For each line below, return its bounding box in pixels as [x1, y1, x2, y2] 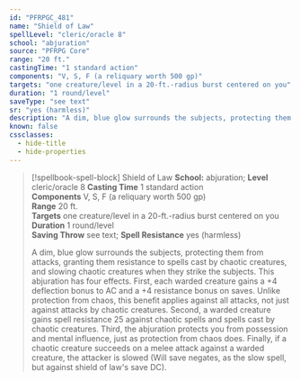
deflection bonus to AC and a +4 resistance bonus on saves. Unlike [31, 285, 281, 295]
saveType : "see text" [9, 96, 91, 106]
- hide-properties [17, 147, 87, 156]
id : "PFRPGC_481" [9, 13, 75, 23]
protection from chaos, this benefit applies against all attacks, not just [31, 295, 290, 305]
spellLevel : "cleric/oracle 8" [9, 30, 127, 39]
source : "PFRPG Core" [9, 47, 91, 56]
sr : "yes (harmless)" [9, 105, 91, 114]
